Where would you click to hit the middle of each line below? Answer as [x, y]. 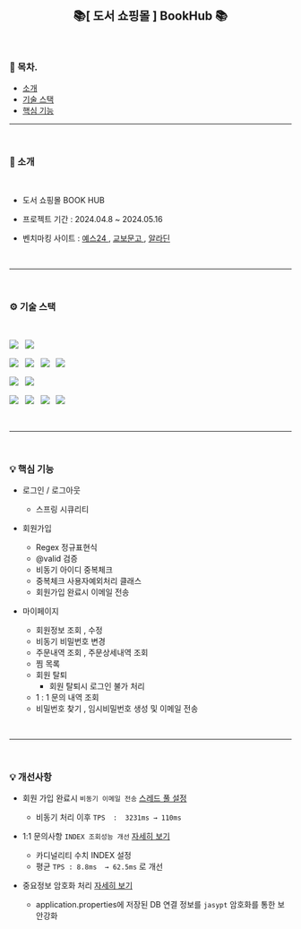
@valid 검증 [56, 559]
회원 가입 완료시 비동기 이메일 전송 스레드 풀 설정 [104, 798]
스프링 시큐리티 [62, 509]
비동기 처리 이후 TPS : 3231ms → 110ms [108, 817]
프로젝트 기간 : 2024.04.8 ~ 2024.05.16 [92, 219]
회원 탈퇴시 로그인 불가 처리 [97, 686]
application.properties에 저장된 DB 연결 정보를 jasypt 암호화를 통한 [155, 905]
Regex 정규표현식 [66, 547]
